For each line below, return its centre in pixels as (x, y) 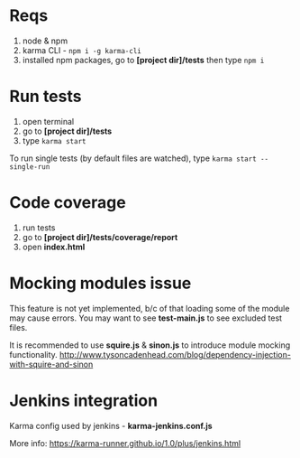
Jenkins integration (84, 401)
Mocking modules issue (100, 283)
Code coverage (68, 203)
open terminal (48, 121)
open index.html (54, 247)
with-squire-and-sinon (51, 364)
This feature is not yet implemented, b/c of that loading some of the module (150, 308)
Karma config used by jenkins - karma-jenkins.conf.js (111, 425)
